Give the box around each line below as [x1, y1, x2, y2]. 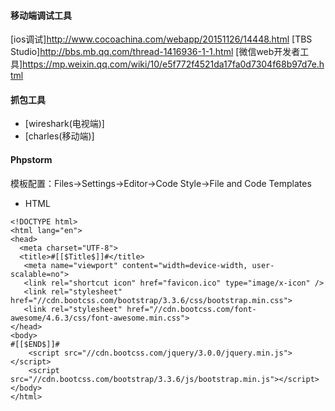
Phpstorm [10, 154, 53, 165]
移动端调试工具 [10, 9, 72, 21]
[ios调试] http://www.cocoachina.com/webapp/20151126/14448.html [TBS [10, 33, 313, 45]
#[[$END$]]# [10, 339, 60, 349]
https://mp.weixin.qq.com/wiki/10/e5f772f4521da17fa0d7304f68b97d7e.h [22, 58, 325, 70]
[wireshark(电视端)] [24, 118, 105, 130]
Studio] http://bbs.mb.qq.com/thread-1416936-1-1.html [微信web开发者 [10, 46, 301, 58]
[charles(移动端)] [24, 130, 95, 142]
